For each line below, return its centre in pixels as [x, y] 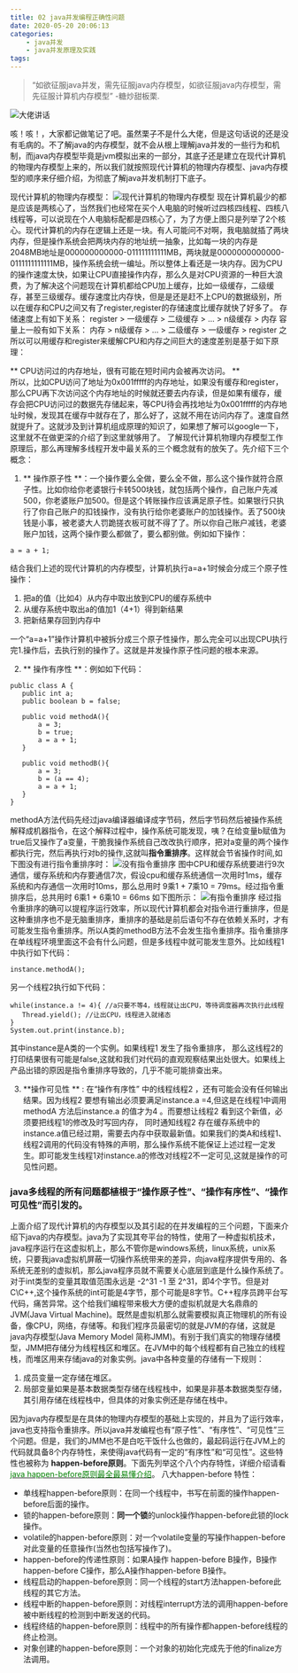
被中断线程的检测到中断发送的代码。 [89, 1615]
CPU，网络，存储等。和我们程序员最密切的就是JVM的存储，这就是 [154, 1325]
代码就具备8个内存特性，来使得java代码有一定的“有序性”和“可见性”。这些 [143, 1452]
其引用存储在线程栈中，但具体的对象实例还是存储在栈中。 [127, 1400]
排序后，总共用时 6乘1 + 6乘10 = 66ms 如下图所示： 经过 [142, 897]
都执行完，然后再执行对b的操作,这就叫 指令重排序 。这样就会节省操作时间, [142, 853]
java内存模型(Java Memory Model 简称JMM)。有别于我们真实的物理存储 [141, 1337]
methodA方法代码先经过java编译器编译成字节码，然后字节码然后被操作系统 [146, 820]
